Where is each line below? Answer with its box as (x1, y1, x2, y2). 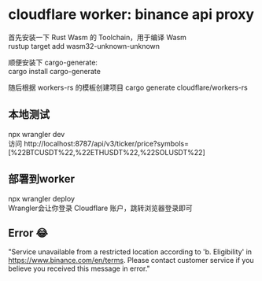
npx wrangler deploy (8, 194, 76, 203)
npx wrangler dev (8, 129, 65, 139)
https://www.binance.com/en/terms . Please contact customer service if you (8, 256, 254, 265)
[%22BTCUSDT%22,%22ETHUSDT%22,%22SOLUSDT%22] (8, 147, 206, 157)
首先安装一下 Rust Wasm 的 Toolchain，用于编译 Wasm (8, 32, 187, 42)
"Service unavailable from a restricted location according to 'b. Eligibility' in (8, 247, 253, 257)
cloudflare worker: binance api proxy (8, 6, 254, 24)
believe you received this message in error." (8, 264, 151, 273)
